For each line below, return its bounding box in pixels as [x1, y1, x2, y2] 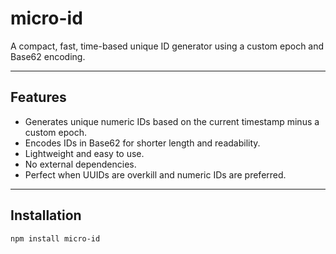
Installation [10, 207, 82, 224]
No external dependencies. [24, 158, 137, 170]
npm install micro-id [10, 233, 101, 244]
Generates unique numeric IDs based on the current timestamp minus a [24, 115, 320, 127]
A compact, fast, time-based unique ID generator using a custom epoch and [10, 40, 325, 52]
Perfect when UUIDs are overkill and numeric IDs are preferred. [24, 168, 287, 181]
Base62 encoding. [10, 50, 86, 62]
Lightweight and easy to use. [24, 147, 145, 159]
